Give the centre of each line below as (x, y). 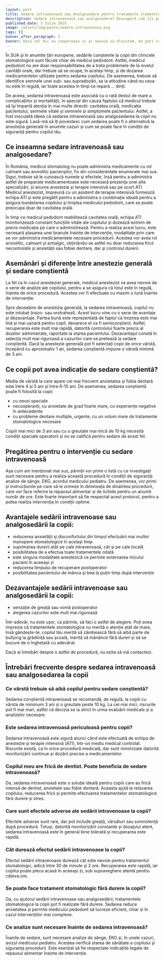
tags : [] (14, 32)
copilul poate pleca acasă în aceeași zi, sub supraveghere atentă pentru (78, 870)
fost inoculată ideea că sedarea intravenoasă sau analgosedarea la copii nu (81, 116)
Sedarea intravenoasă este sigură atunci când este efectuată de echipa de (80, 738)
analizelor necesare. (26, 715)
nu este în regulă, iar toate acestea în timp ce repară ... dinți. (66, 86)
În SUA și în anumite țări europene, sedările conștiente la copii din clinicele (80, 55)
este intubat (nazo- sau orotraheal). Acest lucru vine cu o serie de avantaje (81, 313)
